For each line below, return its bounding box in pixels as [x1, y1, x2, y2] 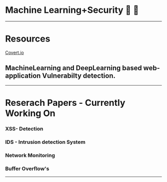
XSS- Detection [5, 125, 44, 132]
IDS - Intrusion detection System [5, 138, 85, 145]
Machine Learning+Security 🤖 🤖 [5, 4, 139, 16]
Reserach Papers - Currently [5, 97, 126, 108]
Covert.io [5, 49, 24, 55]
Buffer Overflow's [5, 165, 50, 172]
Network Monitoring [5, 152, 55, 159]
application [5, 72, 41, 80]
